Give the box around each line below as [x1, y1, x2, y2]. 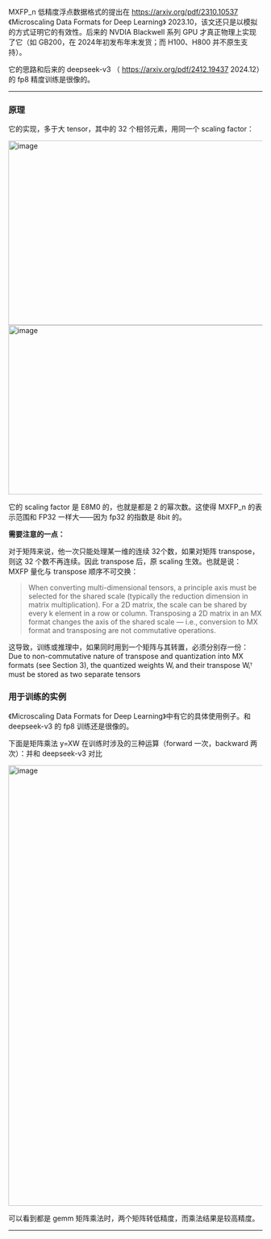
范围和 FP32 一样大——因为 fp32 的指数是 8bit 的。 [15, 512, 187, 522]
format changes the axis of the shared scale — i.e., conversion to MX [27, 617, 258, 627]
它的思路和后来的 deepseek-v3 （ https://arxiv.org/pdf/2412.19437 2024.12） [8, 65, 261, 74]
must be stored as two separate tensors [8, 670, 141, 679]
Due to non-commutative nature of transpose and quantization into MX [8, 652, 244, 661]
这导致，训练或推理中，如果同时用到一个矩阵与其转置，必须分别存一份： [8, 642, 248, 652]
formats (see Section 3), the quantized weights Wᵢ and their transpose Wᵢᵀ [8, 661, 253, 670]
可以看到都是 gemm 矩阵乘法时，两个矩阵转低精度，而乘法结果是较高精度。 [8, 1213, 260, 1223]
